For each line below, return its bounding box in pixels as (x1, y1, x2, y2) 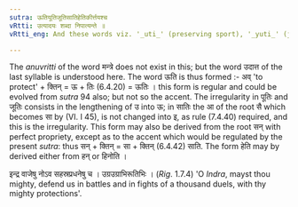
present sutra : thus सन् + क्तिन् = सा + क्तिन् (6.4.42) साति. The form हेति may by (9, 141, 280, 152)
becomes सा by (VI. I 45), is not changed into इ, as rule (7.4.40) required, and (9, 112, 288, 123)
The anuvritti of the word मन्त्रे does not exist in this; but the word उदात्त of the (9, 61, 283, 72)
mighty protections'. (9, 188, 82, 199)
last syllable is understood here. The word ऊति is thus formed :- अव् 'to (9, 72, 263, 83)
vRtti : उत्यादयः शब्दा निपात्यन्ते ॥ (9, 21, 106, 30)
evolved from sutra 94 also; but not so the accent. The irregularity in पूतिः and (9, 92, 288, 102)
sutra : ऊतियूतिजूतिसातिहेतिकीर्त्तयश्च (9, 12, 108, 22)
